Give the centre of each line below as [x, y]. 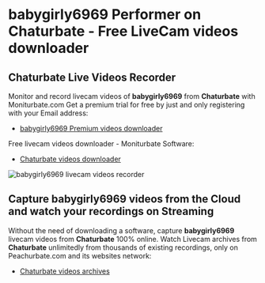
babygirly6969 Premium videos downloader [91, 128]
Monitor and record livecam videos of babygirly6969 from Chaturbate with [132, 96]
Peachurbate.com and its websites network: [80, 255]
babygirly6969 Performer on [105, 15]
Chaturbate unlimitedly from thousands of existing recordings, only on [123, 247]
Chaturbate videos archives [65, 271]
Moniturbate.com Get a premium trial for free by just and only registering [127, 105]
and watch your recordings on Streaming [111, 211]
